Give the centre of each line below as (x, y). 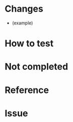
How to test (29, 43)
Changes (24, 9)
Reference (27, 90)
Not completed (36, 67)
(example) (22, 23)
